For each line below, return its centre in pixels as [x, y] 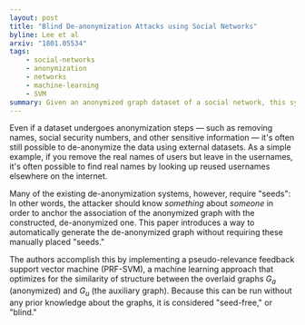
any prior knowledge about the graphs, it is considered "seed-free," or [141, 302]
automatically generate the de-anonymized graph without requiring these [147, 232]
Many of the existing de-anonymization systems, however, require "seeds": [150, 194]
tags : [20, 52]
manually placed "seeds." [57, 242]
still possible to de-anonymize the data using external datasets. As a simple [151, 147]
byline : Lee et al [44, 34]
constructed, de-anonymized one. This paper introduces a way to [132, 222]
